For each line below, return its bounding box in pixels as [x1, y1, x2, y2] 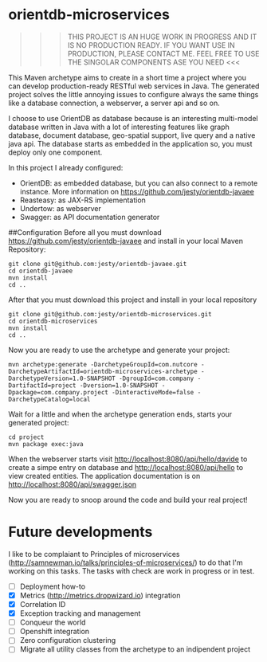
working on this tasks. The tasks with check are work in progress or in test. [8, 566, 255, 575]
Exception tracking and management [19, 609, 141, 618]
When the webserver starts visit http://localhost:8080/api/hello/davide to [8, 454, 248, 464]
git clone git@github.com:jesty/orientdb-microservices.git [8, 310, 213, 318]
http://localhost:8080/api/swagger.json [8, 480, 137, 489]
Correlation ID [19, 600, 66, 609]
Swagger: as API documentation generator [19, 212, 160, 221]
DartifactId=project [8, 381, 77, 390]
